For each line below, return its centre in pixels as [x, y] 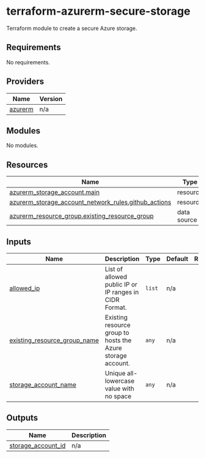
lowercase [120, 381]
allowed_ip [25, 288]
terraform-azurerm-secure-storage [99, 11]
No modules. [22, 146]
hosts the [118, 340]
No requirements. [28, 62]
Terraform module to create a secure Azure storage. [72, 28]
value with [119, 389]
